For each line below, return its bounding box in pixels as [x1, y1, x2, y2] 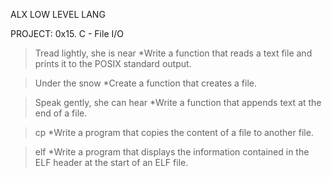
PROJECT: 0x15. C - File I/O [10, 28, 125, 39]
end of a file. [34, 107, 88, 119]
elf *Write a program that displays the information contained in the [34, 146, 310, 158]
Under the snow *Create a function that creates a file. [34, 77, 258, 89]
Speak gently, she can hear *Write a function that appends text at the [34, 97, 322, 108]
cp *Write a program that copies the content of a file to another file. [34, 127, 314, 138]
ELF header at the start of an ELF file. [34, 157, 189, 168]
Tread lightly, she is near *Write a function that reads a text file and [34, 47, 313, 59]
